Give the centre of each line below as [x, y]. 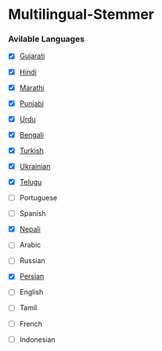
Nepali [30, 229]
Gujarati [32, 56]
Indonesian [38, 339]
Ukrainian [35, 166]
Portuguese [38, 198]
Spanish [32, 214]
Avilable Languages [46, 39]
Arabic [30, 245]
